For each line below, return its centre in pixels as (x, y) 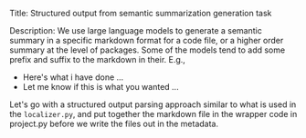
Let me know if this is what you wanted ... (101, 87)
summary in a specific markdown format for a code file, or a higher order (147, 40)
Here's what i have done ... (73, 77)
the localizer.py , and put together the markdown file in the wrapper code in (153, 114)
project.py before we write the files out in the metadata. (114, 123)
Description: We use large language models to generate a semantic (136, 30)
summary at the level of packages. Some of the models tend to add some (148, 50)
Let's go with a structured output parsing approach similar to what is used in (153, 104)
